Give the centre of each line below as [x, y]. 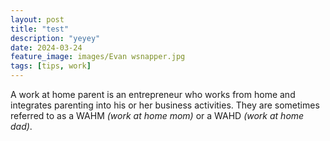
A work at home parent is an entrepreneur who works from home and [153, 94]
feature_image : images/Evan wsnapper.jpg [98, 57]
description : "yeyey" [55, 38]
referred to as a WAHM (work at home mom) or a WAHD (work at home [157, 115]
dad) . [21, 126]
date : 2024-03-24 [46, 47]
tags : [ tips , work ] [51, 66]
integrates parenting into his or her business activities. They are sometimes [165, 105]
